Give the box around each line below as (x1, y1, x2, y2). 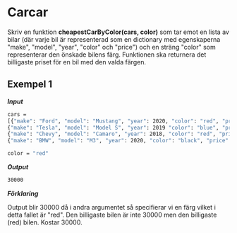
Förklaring (7, 189, 39, 198)
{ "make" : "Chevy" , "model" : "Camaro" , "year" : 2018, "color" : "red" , (7, 130, 217, 138)
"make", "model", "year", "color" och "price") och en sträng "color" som (7, 42, 217, 51)
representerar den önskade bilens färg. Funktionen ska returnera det (7, 50, 207, 59)
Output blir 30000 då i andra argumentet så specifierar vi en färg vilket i (7, 203, 217, 211)
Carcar (7, 4, 49, 21)
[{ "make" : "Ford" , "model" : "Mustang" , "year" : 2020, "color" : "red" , (7, 118, 219, 125)
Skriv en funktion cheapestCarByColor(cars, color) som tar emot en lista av (7, 28, 229, 36)
